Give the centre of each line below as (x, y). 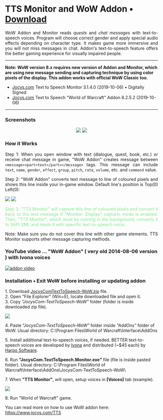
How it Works (21, 143)
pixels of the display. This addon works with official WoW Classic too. (76, 78)
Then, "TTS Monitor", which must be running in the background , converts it (82, 219)
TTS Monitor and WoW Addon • (69, 9)
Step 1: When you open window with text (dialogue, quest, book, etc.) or (81, 154)
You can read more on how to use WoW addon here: (57, 407)
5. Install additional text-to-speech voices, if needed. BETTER (66, 340)
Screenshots (20, 120)
